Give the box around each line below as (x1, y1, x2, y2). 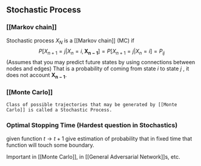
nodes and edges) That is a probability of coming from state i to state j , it (6, 65, 189, 72)
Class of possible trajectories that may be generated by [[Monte (6, 102, 177, 108)
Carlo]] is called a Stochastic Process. (6, 107, 113, 113)
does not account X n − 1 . (6, 71, 67, 81)
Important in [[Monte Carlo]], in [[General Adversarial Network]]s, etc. (6, 153, 180, 160)
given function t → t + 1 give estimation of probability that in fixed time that (6, 134, 193, 142)
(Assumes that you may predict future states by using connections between (6, 59, 196, 66)
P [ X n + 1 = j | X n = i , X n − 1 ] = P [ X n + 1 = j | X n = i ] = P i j (38, 48, 165, 56)
